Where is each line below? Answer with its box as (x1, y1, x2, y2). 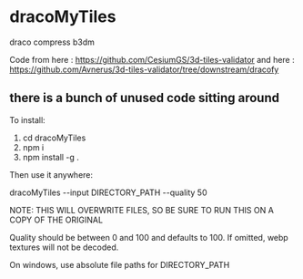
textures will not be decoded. (9, 242, 119, 253)
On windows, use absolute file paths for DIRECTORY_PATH (9, 259, 230, 270)
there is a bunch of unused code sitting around (9, 90, 280, 106)
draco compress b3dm (9, 36, 96, 47)
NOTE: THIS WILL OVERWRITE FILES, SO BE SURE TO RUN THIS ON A (9, 204, 275, 215)
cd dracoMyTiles (22, 132, 86, 143)
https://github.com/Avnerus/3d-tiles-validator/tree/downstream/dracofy (9, 64, 279, 75)
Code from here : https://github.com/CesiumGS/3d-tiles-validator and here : (9, 54, 295, 65)
